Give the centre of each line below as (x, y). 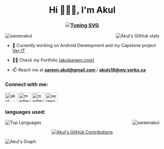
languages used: (25, 112)
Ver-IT (19, 50)
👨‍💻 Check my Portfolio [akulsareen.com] (53, 60)
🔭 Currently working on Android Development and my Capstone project (84, 46)
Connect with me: (27, 84)
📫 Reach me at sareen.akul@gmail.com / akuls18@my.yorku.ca (79, 70)
